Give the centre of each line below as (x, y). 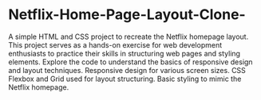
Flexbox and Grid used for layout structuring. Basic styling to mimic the (125, 79)
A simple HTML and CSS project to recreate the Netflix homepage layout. (129, 37)
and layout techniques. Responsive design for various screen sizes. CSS (127, 70)
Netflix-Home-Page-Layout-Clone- (127, 15)
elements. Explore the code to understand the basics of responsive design (130, 62)
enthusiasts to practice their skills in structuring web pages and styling (125, 53)
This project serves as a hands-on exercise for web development (115, 44)
